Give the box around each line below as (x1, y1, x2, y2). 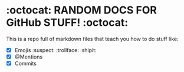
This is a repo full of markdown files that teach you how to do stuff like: (6, 35, 179, 42)
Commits (14, 60, 37, 67)
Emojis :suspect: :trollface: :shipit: (14, 46, 97, 53)
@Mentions (14, 53, 43, 60)
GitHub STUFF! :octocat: (6, 16, 129, 29)
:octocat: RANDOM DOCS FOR (6, 4, 157, 17)
